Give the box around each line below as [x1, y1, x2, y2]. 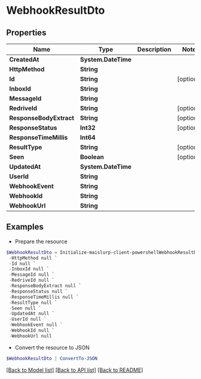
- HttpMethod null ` [8, 255, 58, 261]
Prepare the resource [14, 237, 68, 245]
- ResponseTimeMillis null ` [8, 294, 79, 300]
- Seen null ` [8, 305, 42, 311]
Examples [6, 222, 44, 232]
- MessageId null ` [8, 272, 55, 278]
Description [137, 46, 172, 53]
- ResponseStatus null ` [8, 288, 68, 294]
